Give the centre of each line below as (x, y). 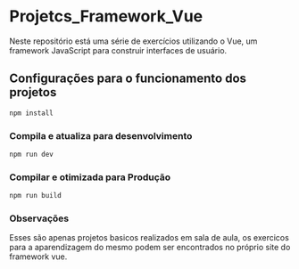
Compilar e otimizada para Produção (90, 177)
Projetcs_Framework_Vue (106, 16)
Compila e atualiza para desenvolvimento (101, 135)
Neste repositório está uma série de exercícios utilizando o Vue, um (133, 41)
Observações (39, 218)
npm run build (36, 196)
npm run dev (31, 154)
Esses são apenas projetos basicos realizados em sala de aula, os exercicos (149, 238)
